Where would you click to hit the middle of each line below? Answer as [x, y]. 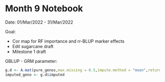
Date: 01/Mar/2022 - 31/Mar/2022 [39, 22]
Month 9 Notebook [44, 9]
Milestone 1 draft [29, 52]
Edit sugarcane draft [33, 46]
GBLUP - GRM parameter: [31, 61]
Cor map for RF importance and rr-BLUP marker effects [68, 41]
